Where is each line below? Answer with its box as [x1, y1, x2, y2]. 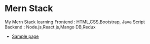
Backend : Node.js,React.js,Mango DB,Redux [4, 24, 96, 29]
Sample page [11, 33, 39, 39]
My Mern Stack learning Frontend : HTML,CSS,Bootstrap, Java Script [4, 19, 145, 25]
